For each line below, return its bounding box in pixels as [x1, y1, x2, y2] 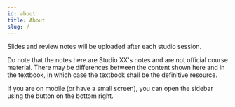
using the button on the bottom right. [7, 92, 114, 100]
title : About [7, 17, 46, 24]
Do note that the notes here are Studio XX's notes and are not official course [7, 56, 228, 64]
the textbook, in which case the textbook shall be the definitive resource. [7, 71, 217, 79]
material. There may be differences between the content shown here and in [7, 64, 225, 72]
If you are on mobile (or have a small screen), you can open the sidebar [7, 85, 214, 93]
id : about [7, 10, 36, 17]
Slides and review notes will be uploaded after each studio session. [7, 43, 202, 51]
